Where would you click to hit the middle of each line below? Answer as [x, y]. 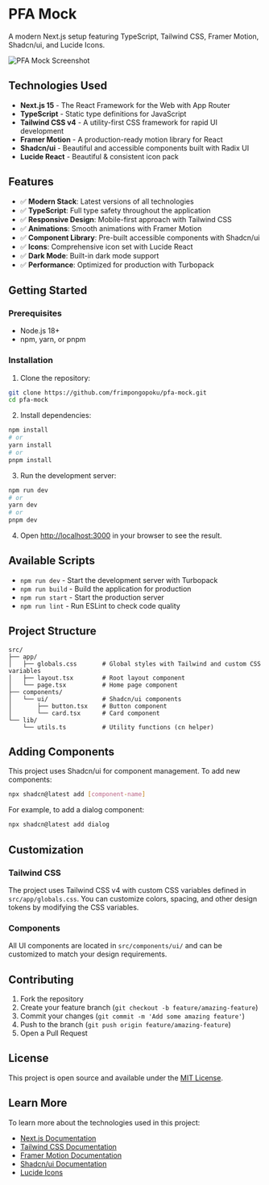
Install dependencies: [56, 415]
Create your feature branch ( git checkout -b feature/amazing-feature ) [139, 1008]
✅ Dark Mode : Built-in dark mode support [89, 255]
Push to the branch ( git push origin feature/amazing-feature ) [125, 1025]
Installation [31, 361]
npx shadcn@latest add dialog [59, 825]
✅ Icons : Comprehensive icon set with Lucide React [106, 246]
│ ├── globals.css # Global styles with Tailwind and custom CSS [135, 664]
